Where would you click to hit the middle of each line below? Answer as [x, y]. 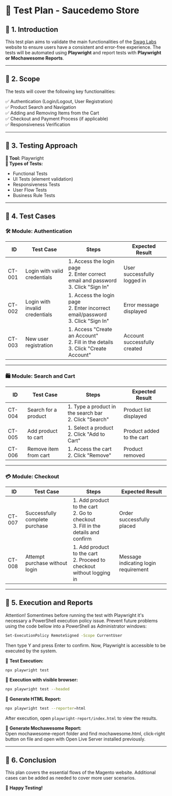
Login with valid [44, 271]
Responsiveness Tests [36, 184]
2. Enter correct [87, 274]
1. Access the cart [89, 449]
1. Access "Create [90, 329]
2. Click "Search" [88, 419]
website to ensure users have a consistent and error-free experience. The [83, 47]
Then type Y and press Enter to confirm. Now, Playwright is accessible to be [85, 645]
